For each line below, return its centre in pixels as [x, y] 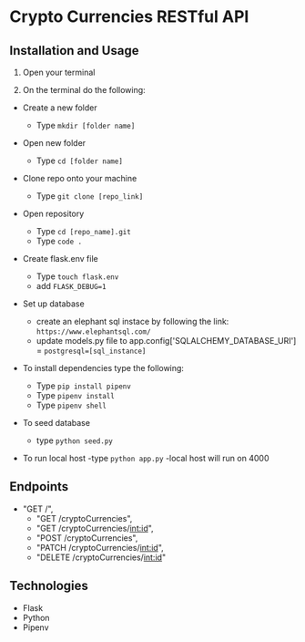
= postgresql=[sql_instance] [91, 350]
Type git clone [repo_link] [90, 196]
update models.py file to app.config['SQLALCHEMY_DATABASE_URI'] [166, 341]
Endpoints [39, 487]
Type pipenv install [76, 395]
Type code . [59, 241]
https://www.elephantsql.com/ [94, 332]
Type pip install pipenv [84, 386]
